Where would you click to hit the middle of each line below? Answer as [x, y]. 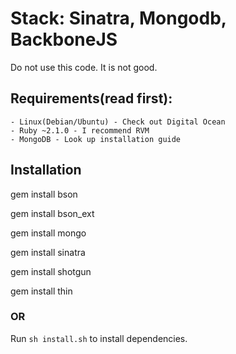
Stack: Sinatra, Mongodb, [118, 18]
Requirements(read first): [91, 98]
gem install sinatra [48, 252]
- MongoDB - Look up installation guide [96, 139]
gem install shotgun [51, 271]
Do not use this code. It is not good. [84, 67]
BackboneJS [64, 39]
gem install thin [41, 291]
